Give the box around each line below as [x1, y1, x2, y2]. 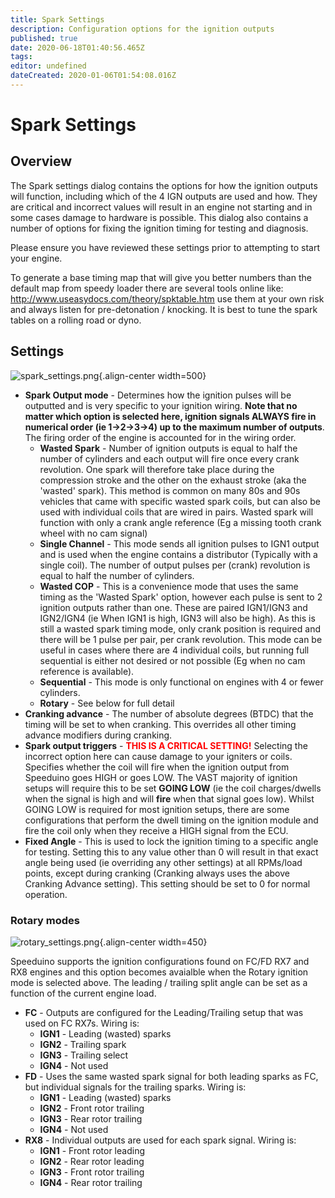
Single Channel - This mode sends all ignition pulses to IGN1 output [39, 537, 320, 550]
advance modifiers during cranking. [24, 729, 173, 741]
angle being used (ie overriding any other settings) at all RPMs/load [24, 856, 303, 868]
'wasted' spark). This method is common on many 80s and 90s [39, 484, 301, 496]
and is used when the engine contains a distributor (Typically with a [39, 548, 318, 560]
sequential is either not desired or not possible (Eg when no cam [39, 654, 306, 666]
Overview [10, 153, 73, 170]
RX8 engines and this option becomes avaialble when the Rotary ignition [10, 966, 309, 978]
